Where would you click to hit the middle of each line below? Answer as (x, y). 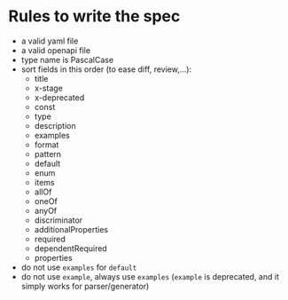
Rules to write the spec (94, 16)
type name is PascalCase (67, 59)
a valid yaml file (50, 41)
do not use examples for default (79, 267)
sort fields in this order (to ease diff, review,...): (106, 69)
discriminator (58, 220)
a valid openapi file (55, 50)
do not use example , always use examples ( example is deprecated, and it (150, 276)
